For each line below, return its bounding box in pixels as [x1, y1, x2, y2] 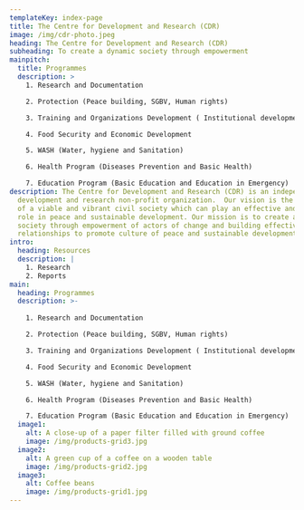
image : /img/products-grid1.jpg [25, 487, 147, 496]
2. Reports [25, 271, 67, 281]
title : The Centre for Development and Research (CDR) [9, 22, 221, 31]
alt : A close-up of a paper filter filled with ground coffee [25, 428, 265, 438]
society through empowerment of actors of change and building [17, 221, 261, 230]
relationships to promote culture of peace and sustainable [17, 229, 249, 238]
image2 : [17, 445, 47, 454]
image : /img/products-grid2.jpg [25, 462, 147, 471]
